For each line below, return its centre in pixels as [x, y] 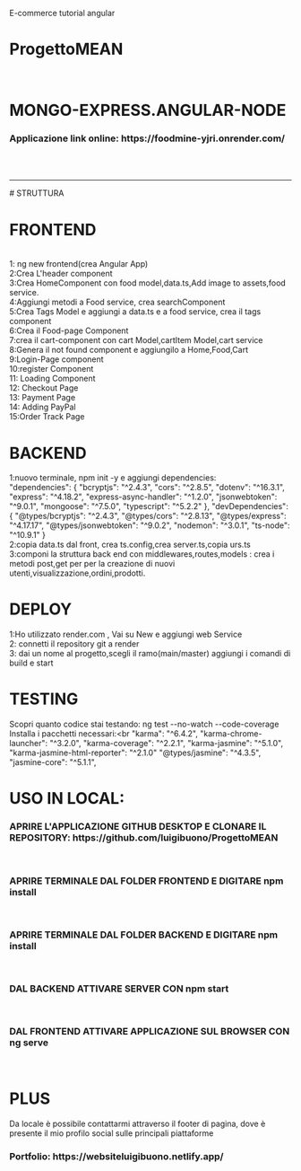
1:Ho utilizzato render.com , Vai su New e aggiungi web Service [126, 634]
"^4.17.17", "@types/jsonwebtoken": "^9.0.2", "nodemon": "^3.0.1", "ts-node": [150, 525]
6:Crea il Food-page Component [69, 330]
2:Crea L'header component [61, 274]
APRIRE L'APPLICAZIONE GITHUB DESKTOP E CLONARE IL [138, 827]
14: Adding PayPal [43, 407]
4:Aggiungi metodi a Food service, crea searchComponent [117, 302]
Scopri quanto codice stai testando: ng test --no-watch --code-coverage [144, 724]
